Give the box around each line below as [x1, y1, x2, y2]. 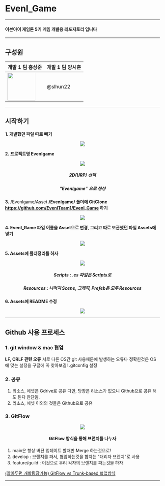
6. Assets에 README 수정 [5, 299, 57, 304]
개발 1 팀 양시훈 [46, 63, 82, 70]
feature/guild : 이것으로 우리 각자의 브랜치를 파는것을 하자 [12, 459, 124, 465]
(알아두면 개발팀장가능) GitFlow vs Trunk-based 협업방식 [5, 470, 116, 476]
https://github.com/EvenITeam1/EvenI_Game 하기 [5, 205, 108, 211]
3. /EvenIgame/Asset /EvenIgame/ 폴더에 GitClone [5, 199, 108, 205]
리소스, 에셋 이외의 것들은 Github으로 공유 [12, 400, 93, 406]
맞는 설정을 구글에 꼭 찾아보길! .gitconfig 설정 [10, 363, 97, 368]
